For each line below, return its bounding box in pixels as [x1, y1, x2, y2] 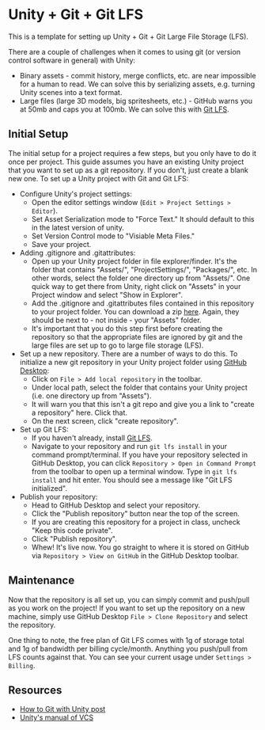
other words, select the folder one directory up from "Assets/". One [31, 273, 251, 283]
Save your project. [31, 239, 92, 249]
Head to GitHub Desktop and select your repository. [31, 500, 201, 510]
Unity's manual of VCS [19, 713, 93, 722]
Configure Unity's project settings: [19, 188, 133, 199]
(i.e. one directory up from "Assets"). [31, 390, 152, 401]
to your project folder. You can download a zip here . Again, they [31, 306, 240, 316]
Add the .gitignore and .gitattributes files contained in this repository [31, 298, 255, 308]
